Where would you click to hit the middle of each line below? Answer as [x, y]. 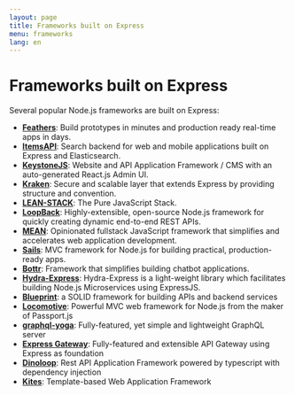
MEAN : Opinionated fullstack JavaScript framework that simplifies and [151, 231]
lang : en [25, 42]
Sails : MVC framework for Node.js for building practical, [124, 250]
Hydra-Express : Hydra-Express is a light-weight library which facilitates [154, 278]
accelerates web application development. [99, 241]
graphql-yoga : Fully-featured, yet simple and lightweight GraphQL [143, 325]
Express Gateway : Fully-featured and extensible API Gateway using [146, 344]
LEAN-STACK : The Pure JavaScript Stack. [99, 203]
